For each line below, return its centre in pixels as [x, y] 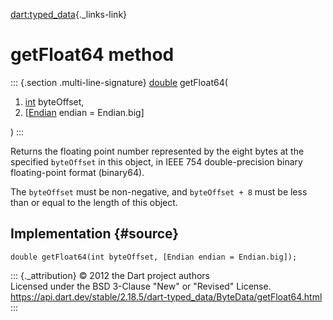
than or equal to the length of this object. [94, 202]
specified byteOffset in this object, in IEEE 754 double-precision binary [156, 161]
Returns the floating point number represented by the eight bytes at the [157, 151]
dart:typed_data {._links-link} [69, 14]
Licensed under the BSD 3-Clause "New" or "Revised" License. [141, 286]
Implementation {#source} [95, 234]
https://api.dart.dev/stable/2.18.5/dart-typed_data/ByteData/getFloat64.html [166, 296]
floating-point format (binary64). [77, 172]
